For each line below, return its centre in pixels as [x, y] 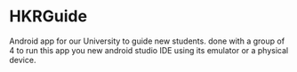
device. [23, 60]
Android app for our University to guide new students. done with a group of [147, 41]
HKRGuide [48, 16]
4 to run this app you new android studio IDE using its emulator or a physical [149, 50]
